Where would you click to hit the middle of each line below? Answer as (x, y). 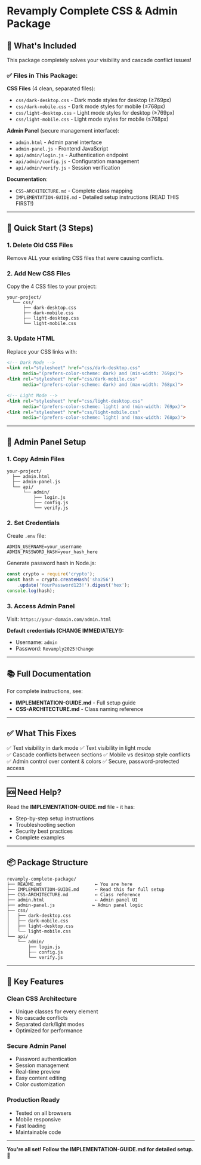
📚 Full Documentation (49, 674)
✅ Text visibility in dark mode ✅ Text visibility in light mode (79, 747)
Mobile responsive (38, 1119)
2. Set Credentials (33, 523)
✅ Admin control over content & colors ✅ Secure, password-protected (93, 761)
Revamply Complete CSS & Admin (92, 11)
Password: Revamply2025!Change (55, 649)
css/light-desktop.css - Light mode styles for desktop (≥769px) (95, 113)
